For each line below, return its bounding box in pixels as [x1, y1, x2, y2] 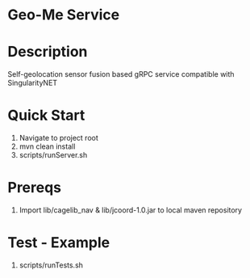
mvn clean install [19, 141, 76, 151]
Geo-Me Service [7, 6, 120, 24]
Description [7, 43, 88, 61]
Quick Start [7, 107, 85, 124]
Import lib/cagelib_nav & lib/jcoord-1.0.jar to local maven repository [19, 205, 243, 215]
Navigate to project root [19, 133, 98, 143]
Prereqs [7, 179, 62, 197]
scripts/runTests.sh [19, 260, 84, 270]
